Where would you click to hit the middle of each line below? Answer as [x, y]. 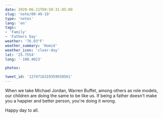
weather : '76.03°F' [25, 41]
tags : [10, 28]
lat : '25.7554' [20, 55]
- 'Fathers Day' [21, 37]
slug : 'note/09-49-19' [28, 14]
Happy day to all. [22, 110]
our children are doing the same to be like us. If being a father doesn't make [81, 96]
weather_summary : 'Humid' [31, 46]
